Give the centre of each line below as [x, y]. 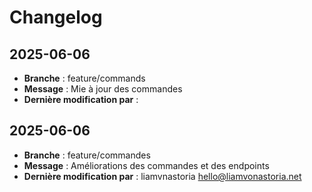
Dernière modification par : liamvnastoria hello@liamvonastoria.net [162, 176]
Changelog [56, 17]
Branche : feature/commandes [87, 155]
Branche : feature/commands [84, 78]
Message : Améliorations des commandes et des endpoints [146, 165]
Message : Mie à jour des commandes [103, 89]
